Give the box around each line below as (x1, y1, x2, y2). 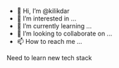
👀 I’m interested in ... (16, 14, 77, 23)
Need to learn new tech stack (6, 54, 92, 62)
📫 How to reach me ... (16, 38, 82, 45)
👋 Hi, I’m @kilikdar (16, 7, 70, 15)
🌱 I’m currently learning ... (16, 22, 92, 30)
